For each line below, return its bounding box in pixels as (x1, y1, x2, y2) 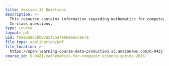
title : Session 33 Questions (5, 7, 66, 12)
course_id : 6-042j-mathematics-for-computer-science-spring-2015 (5, 53, 145, 59)
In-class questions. (10, 21, 53, 26)
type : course (5, 26, 33, 31)
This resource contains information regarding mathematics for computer (10, 16, 165, 21)
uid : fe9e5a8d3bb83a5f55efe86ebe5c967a (5, 35, 89, 40)
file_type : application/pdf (5, 40, 64, 45)
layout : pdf (5, 30, 30, 35)
